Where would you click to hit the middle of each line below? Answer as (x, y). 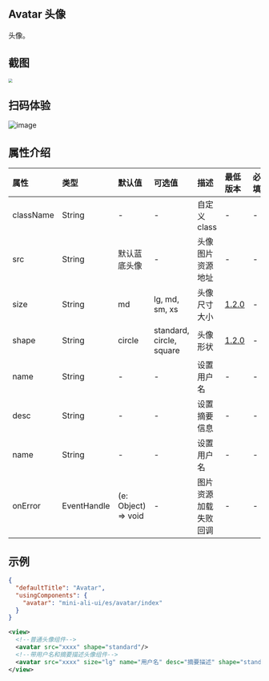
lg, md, (167, 299)
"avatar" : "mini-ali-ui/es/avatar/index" (92, 603)
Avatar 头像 (37, 14)
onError (27, 506)
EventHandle (86, 506)
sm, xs (166, 310)
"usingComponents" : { (52, 595)
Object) (132, 506)
